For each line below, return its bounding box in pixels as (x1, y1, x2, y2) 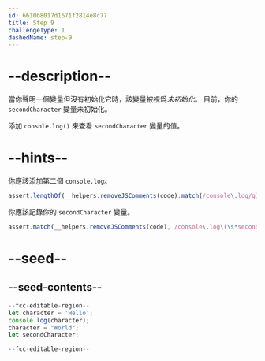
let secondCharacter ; (8, 331, 80, 339)
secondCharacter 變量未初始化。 (8, 104, 112, 114)
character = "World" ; (8, 324, 80, 332)
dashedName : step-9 (8, 33, 73, 42)
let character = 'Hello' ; (8, 309, 93, 317)
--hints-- (8, 149, 69, 167)
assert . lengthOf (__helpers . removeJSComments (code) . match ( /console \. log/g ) (8, 192, 259, 200)
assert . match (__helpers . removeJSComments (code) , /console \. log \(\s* (8, 223, 238, 231)
